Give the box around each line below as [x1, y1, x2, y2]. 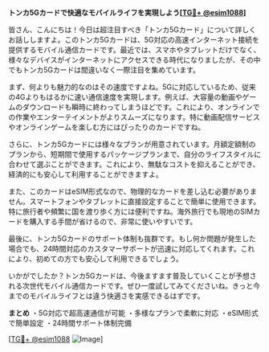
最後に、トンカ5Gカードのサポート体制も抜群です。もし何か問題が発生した [8, 234, 256, 244]
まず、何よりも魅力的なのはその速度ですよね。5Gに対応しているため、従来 [8, 82, 257, 92]
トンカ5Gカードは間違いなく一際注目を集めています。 [22, 65, 201, 75]
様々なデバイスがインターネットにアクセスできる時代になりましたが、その [8, 55, 255, 64]
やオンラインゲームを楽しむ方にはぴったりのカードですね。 [8, 122, 206, 132]
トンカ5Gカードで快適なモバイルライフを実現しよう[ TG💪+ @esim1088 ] [8, 8, 247, 17]
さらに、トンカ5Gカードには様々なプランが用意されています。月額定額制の [8, 140, 256, 149]
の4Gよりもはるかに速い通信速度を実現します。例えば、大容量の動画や [8, 92, 243, 101]
